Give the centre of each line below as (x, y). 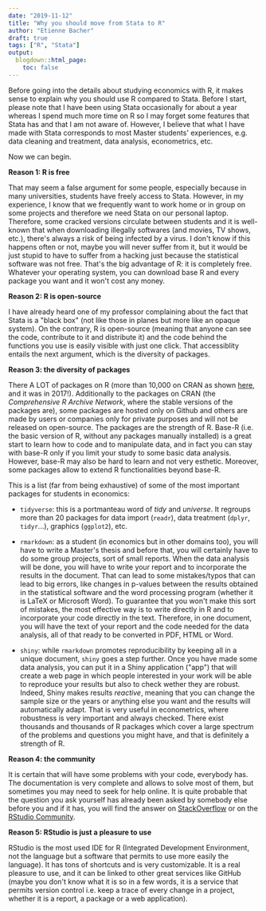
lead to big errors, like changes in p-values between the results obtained (139, 584)
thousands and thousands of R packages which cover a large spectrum (137, 726)
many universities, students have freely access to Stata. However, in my (126, 195)
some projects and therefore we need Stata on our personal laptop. (118, 213)
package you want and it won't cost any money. (87, 281)
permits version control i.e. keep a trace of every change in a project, (121, 889)
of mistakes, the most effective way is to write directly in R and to (127, 609)
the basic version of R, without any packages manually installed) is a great (130, 436)
